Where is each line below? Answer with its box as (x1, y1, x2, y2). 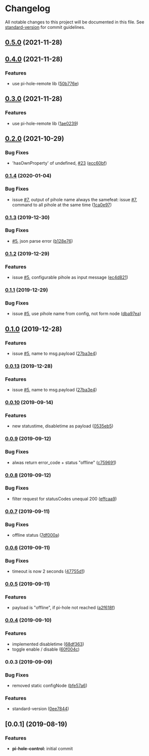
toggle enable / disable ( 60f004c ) (12, 646, 80, 652)
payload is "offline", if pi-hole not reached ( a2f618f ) (12, 605, 116, 611)
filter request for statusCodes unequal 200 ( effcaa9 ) (12, 496, 117, 502)
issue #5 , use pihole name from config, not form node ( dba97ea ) (12, 310, 142, 317)
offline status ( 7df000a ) (12, 532, 60, 538)
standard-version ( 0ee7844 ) (12, 706, 69, 712)
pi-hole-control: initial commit (12, 745, 73, 751)
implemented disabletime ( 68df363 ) (12, 641, 84, 647)
